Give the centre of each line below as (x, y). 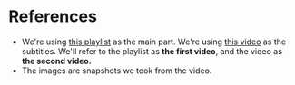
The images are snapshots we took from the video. (117, 71)
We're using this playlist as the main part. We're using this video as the (154, 42)
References (53, 17)
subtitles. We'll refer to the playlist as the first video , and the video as (152, 51)
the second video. (56, 61)
